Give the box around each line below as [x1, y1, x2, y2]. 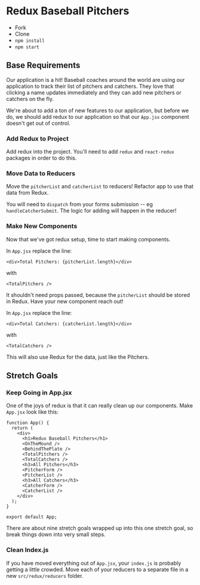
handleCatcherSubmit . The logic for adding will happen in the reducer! [6, 207, 177, 215]
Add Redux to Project [6, 134, 69, 143]
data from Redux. [6, 189, 49, 197]
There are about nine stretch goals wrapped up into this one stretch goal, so [6, 525, 193, 532]
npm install [14, 38, 45, 44]
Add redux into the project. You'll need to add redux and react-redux [6, 148, 174, 155]
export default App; [6, 514, 58, 520]
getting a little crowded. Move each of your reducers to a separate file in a [6, 566, 189, 573]
